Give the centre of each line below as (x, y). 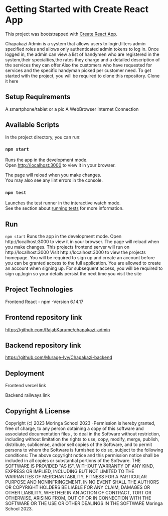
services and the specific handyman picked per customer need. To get (78, 70)
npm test (16, 193)
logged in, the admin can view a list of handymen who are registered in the (82, 54)
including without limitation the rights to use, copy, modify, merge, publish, (82, 439)
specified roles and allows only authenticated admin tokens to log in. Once (82, 49)
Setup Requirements (38, 97)
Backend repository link (43, 345)
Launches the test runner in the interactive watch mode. (63, 203)
